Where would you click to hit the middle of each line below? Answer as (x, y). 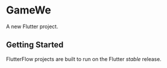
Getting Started (35, 45)
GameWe (29, 10)
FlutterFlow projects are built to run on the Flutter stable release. (84, 59)
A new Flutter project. (32, 26)
